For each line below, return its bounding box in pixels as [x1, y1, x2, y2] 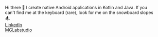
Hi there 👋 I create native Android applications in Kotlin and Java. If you [5, 5, 147, 10]
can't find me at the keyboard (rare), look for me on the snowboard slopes [5, 10, 154, 15]
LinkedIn [5, 22, 22, 27]
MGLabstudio [5, 27, 33, 33]
